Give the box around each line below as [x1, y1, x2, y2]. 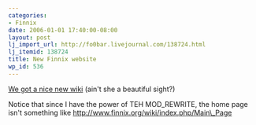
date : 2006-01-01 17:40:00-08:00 [8, 26, 118, 34]
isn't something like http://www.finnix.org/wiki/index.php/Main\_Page [8, 108, 232, 117]
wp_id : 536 [8, 63, 44, 71]
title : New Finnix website [8, 56, 97, 64]
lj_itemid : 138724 [8, 48, 69, 56]
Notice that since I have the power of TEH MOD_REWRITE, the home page [8, 99, 248, 108]
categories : [8, 11, 47, 20]
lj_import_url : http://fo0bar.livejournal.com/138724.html [8, 41, 206, 49]
